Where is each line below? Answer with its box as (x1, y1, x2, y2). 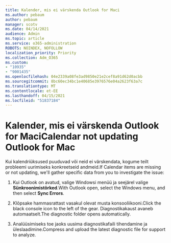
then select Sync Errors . (12, 190, 65, 196)
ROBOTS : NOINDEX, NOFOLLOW (5, 46, 63, 51)
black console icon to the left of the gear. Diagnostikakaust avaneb (12, 206, 153, 212)
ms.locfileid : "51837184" (5, 98, 60, 103)
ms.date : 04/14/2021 (5, 27, 50, 32)
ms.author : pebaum (5, 12, 44, 17)
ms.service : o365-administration (5, 41, 77, 46)
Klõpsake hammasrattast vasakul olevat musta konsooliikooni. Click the (12, 200, 162, 206)
